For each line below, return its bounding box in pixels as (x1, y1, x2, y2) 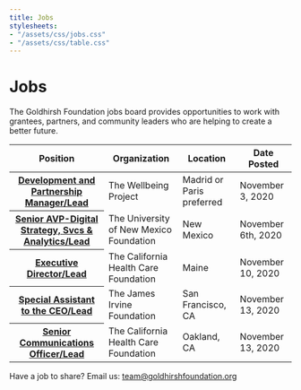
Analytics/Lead (23, 235, 90, 247)
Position (39, 152, 75, 165)
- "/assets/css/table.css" (9, 38, 110, 48)
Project (107, 190, 139, 203)
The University (107, 212, 170, 225)
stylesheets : (9, 22, 58, 30)
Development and (17, 174, 96, 186)
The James (107, 287, 156, 299)
